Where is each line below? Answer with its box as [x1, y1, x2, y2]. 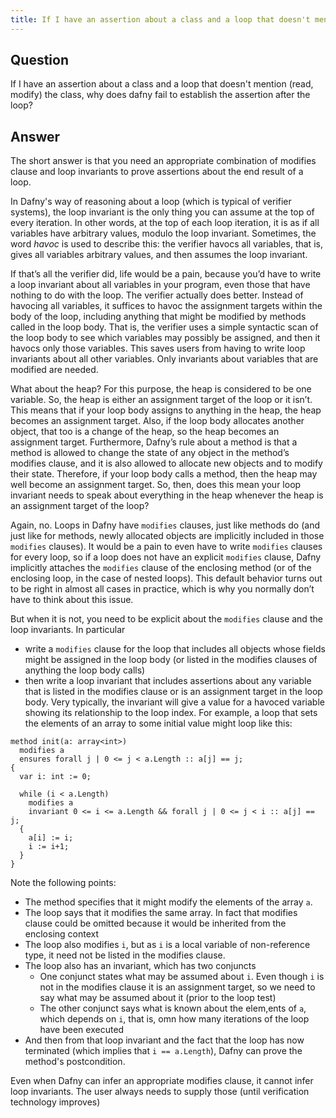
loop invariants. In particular [10, 624, 126, 636]
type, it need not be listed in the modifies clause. [24, 949, 226, 961]
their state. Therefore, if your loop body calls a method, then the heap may [10, 468, 318, 480]
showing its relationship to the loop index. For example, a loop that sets [24, 707, 318, 719]
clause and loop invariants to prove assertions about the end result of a [10, 166, 304, 178]
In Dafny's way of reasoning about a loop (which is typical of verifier [10, 196, 292, 208]
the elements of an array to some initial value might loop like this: [24, 717, 293, 730]
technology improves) [10, 1096, 101, 1108]
